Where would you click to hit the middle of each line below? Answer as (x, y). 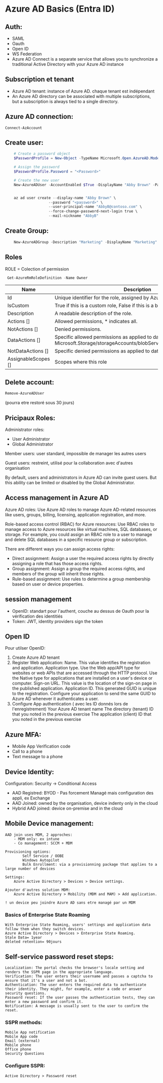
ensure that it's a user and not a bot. (47, 980)
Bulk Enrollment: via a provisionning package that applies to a (90, 864)
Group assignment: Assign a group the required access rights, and (78, 569)
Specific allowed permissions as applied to (103, 337)
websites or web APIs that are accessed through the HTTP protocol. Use (85, 673)
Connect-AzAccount (24, 128)
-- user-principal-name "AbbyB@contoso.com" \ (95, 207)
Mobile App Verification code (41, 746)
